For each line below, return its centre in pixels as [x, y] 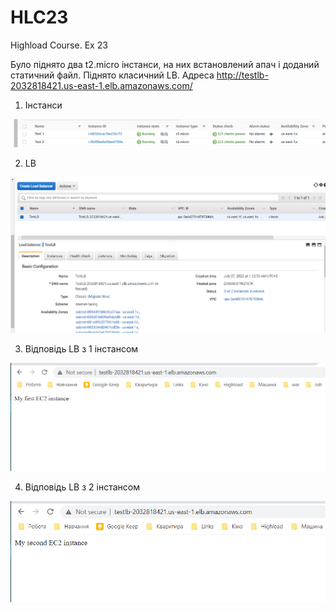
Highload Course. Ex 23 [59, 45]
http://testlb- [242, 75]
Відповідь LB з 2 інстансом [82, 487]
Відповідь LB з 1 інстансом [81, 348]
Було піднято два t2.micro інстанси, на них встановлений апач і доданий [165, 64]
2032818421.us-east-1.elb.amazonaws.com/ [101, 85]
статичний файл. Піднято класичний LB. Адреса [112, 75]
